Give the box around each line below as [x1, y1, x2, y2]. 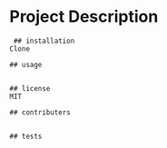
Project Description [9, 6, 159, 27]
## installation [13, 36, 75, 45]
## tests [9, 132, 43, 141]
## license [9, 84, 51, 93]
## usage [9, 60, 43, 69]
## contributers [9, 107, 71, 117]
